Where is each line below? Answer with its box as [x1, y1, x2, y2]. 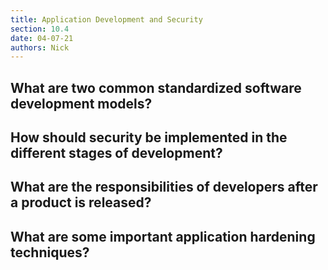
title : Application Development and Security [10, 14, 203, 25]
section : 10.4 [10, 24, 70, 34]
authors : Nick [10, 42, 70, 53]
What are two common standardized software [10, 79, 302, 96]
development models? [10, 95, 153, 112]
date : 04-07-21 [10, 33, 74, 43]
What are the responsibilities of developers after [10, 179, 318, 196]
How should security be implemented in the [10, 129, 288, 146]
